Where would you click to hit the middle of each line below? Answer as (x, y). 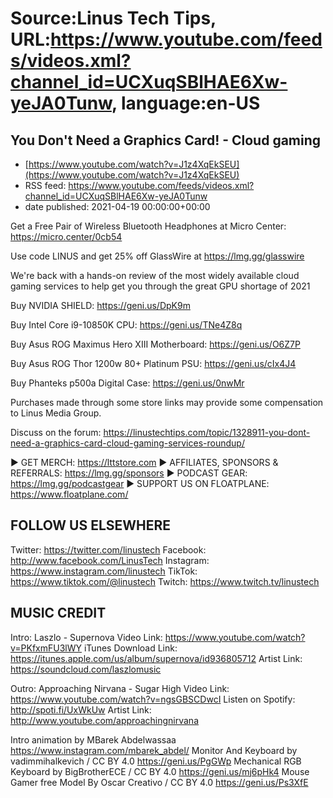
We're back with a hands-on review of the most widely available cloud (155, 275)
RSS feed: (45, 185)
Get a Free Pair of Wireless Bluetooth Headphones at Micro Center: (148, 226)
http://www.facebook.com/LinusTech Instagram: (110, 560)
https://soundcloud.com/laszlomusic (86, 669)
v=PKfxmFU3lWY (46, 648)
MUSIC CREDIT (58, 613)
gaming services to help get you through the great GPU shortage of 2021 (160, 286)
